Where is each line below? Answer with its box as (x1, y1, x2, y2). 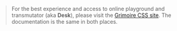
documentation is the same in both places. (11, 18, 118, 25)
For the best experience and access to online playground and (11, 5, 165, 12)
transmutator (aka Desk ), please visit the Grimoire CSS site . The (11, 12, 172, 19)
